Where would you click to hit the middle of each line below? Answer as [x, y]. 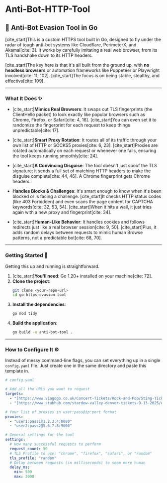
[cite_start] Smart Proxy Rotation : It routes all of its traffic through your [84, 140]
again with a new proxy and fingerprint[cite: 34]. [62, 212]
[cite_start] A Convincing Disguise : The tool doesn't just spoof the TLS [85, 166]
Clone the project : [31, 281]
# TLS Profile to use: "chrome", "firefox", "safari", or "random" [81, 453]
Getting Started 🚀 [27, 255]
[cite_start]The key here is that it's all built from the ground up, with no [77, 65]
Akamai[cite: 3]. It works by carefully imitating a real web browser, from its [81, 50]
